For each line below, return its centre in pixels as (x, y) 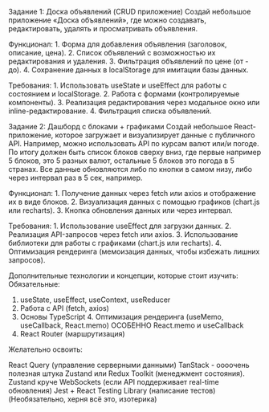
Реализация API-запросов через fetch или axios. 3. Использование (123, 235)
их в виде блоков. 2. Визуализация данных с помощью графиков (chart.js (134, 202)
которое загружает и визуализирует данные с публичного (155, 135)
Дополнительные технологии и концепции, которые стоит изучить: (123, 275)
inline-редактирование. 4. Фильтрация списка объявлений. (110, 111)
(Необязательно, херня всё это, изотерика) (83, 399)
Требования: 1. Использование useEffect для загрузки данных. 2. (120, 226)
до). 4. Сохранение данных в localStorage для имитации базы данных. (128, 70)
